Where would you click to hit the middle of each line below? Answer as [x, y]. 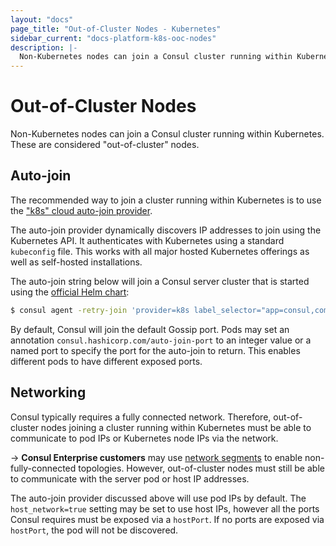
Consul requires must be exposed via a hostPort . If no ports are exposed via [167, 519]
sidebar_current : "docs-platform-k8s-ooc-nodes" [113, 38]
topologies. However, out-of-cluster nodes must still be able [201, 468]
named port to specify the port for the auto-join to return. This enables [155, 350]
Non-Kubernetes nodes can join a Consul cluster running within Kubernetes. [167, 134]
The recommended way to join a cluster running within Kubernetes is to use [166, 200]
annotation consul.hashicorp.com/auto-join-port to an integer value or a [161, 340]
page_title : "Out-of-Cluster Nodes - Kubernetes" [116, 29]
